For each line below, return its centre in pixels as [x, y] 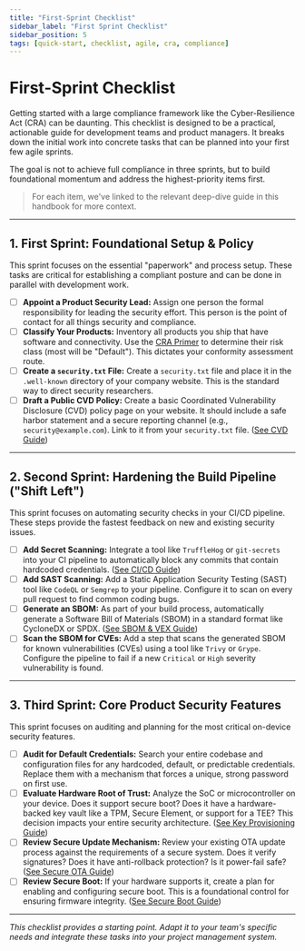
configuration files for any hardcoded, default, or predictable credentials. [159, 765]
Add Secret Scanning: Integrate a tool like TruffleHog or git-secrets [152, 550]
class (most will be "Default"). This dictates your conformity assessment [157, 352]
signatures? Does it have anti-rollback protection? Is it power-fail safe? [154, 862]
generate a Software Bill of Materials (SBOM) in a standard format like [152, 619]
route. [34, 362]
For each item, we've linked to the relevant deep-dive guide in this [155, 197]
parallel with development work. [69, 284]
